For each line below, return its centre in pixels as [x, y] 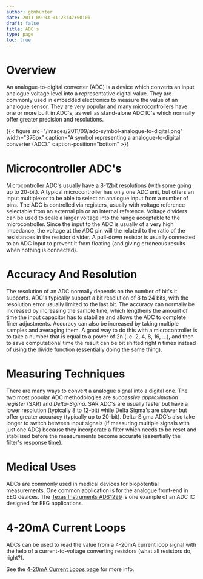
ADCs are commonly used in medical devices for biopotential [82, 484]
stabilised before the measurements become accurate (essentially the [93, 436]
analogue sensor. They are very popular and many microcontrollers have [97, 106]
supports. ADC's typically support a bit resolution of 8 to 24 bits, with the [98, 298]
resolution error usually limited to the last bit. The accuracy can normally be [101, 304]
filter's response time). [35, 442]
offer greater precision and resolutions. [55, 119]
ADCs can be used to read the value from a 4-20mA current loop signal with [101, 544]
